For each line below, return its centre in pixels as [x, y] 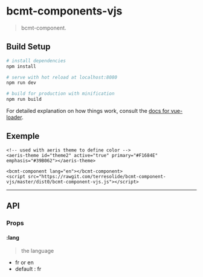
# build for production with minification [60, 94]
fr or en [24, 263]
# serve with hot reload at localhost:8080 [62, 77]
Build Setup [28, 47]
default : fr [28, 269]
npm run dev [21, 83]
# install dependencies [36, 61]
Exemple [23, 136]
